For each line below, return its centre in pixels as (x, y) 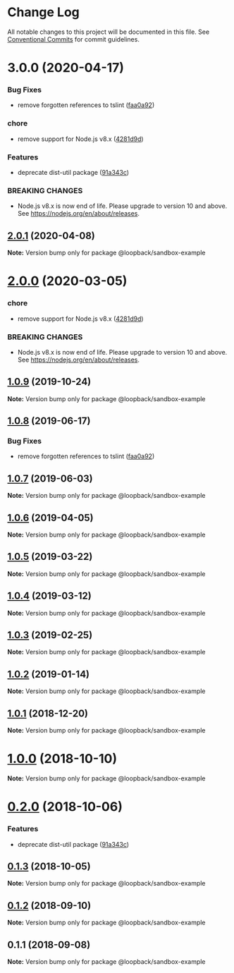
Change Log (43, 12)
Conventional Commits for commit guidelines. (73, 39)
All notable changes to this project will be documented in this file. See (109, 32)
